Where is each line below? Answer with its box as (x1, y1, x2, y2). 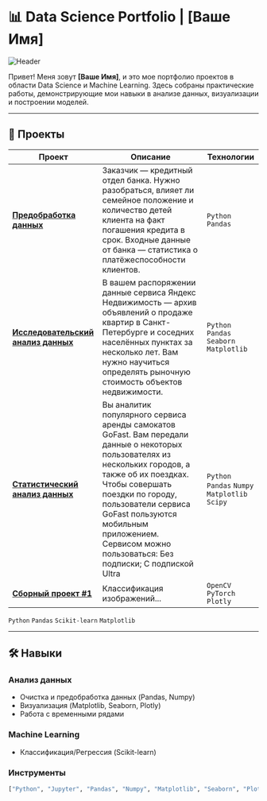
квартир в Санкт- (102, 316, 171, 327)
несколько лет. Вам (102, 346, 179, 358)
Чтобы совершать (102, 478, 172, 489)
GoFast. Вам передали (102, 428, 189, 439)
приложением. (102, 528, 160, 539)
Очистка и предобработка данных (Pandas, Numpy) (19, 692, 195, 702)
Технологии (207, 151, 254, 162)
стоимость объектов (102, 376, 183, 387)
